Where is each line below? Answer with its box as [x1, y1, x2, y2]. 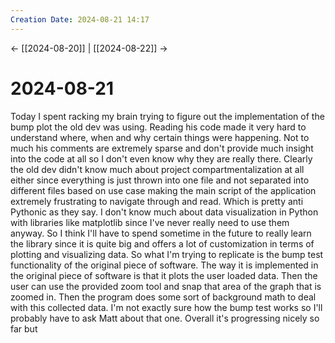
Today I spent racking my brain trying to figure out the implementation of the [10, 110, 325, 122]
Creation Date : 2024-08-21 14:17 [10, 14, 150, 25]
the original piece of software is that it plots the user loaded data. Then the [10, 269, 318, 281]
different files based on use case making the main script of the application [10, 184, 317, 196]
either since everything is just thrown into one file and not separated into [10, 174, 310, 186]
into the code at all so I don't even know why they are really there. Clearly [10, 152, 313, 165]
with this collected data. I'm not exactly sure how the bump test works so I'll [10, 301, 323, 313]
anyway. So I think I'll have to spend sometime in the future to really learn [10, 227, 312, 239]
